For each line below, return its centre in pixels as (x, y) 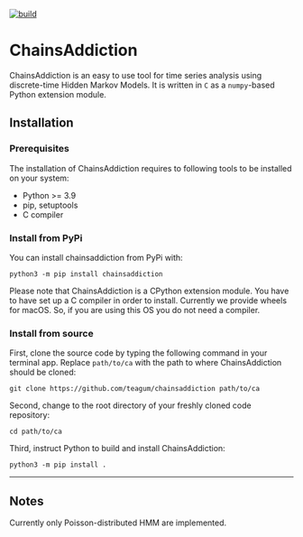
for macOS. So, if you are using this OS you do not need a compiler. (135, 310)
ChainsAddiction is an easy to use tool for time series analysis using (136, 75)
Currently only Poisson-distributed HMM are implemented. (118, 523)
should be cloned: (43, 372)
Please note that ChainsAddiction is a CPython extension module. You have (149, 291)
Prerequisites (39, 149)
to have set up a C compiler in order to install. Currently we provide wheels (148, 300)
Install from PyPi (46, 237)
